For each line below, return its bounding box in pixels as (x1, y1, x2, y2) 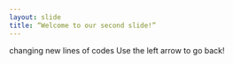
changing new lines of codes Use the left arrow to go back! (9, 45, 225, 55)
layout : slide (9, 12, 62, 22)
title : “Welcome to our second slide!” (9, 21, 157, 30)
